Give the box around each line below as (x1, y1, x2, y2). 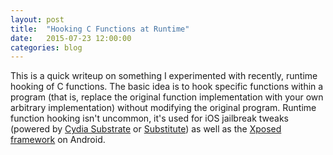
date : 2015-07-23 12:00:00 (10, 33, 132, 43)
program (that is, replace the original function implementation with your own (10, 91, 324, 103)
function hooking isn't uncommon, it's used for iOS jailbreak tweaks (10, 112, 289, 125)
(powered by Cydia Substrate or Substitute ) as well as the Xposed (10, 123, 282, 135)
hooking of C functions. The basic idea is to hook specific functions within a (10, 81, 324, 93)
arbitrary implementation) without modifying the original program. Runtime (10, 102, 317, 114)
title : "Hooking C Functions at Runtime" (10, 24, 190, 34)
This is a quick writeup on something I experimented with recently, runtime (10, 70, 318, 82)
